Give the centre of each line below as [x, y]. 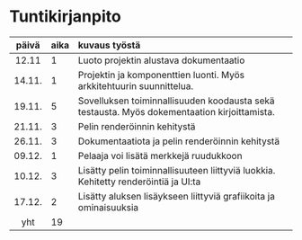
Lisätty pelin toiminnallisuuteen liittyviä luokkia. [177, 170]
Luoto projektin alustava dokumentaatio [161, 60]
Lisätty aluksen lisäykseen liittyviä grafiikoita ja [177, 196]
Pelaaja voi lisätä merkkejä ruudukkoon [160, 156]
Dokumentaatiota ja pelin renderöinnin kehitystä [179, 141]
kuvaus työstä [109, 45]
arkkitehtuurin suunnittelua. [136, 85]
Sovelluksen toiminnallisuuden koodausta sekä [176, 101]
